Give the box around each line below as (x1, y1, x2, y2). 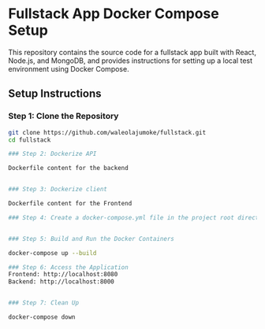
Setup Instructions (8, 87, 102, 101)
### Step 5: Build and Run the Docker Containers (8, 235, 175, 242)
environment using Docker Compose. (8, 64, 129, 73)
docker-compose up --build (8, 249, 97, 257)
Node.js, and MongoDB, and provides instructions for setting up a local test (8, 56, 253, 65)
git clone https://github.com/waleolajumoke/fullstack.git (8, 128, 207, 136)
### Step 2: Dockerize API (8, 150, 97, 158)
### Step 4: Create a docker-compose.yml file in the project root (8, 213, 235, 221)
